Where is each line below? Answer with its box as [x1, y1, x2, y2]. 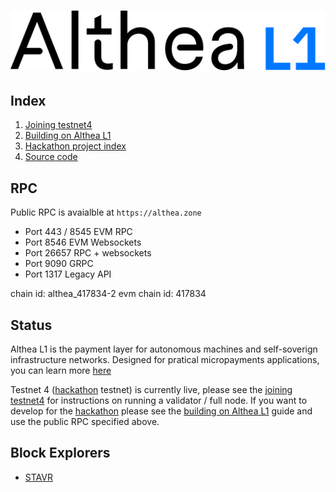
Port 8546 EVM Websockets [24, 236, 142, 249]
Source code [24, 151, 78, 163]
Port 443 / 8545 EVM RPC [24, 226, 133, 238]
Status [10, 316, 53, 334]
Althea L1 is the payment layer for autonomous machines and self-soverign [10, 343, 318, 355]
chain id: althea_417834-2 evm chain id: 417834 [10, 288, 207, 300]
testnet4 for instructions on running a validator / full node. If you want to [10, 394, 308, 406]
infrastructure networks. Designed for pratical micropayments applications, [10, 353, 320, 365]
